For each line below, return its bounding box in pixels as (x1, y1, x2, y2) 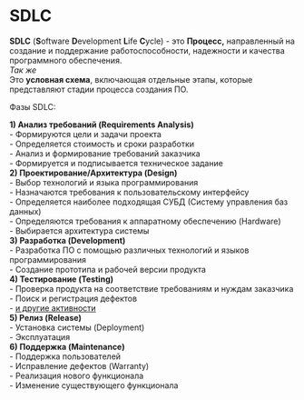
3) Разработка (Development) (9, 235, 126, 245)
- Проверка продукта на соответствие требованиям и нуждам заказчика (9, 283, 294, 294)
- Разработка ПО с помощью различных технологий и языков (9, 245, 250, 255)
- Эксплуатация (9, 331, 71, 342)
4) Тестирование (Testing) (9, 274, 113, 285)
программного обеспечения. (9, 55, 123, 65)
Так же (9, 65, 37, 75)
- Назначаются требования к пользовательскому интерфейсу (9, 186, 250, 197)
